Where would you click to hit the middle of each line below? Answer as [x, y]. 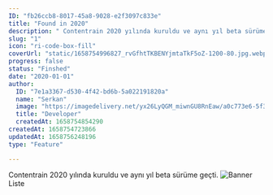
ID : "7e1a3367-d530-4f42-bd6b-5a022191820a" [92, 91]
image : [27, 106]
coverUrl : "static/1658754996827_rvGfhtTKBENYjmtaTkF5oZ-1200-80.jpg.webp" [139, 54]
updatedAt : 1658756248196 [52, 136]
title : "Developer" [49, 115]
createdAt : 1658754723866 [52, 129]
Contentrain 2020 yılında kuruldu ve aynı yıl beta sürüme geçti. [114, 175]
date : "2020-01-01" [41, 76]
